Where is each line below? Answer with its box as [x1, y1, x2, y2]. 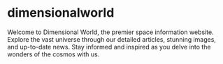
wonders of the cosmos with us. [7, 50, 100, 58]
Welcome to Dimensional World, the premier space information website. [7, 28, 215, 36]
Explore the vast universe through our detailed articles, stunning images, [7, 35, 217, 43]
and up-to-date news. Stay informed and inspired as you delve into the [7, 42, 211, 51]
